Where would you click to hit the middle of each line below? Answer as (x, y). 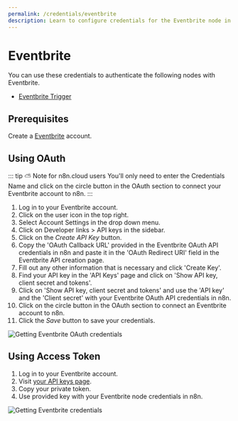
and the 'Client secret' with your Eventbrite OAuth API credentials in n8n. (125, 298)
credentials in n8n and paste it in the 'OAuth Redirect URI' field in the (119, 253)
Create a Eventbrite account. (50, 136)
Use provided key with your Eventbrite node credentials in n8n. (110, 396)
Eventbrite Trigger (45, 97)
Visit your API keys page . (55, 381)
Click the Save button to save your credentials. (87, 321)
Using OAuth (37, 158)
